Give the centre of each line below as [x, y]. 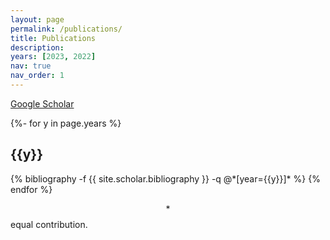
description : [37, 47]
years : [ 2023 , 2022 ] [53, 57]
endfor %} [31, 189]
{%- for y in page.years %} [66, 123]
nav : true [31, 66]
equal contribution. [49, 224]
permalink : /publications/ [66, 29]
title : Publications [53, 38]
